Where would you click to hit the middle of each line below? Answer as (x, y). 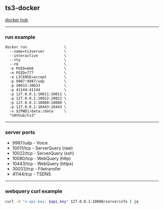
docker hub (17, 20)
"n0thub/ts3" (23, 116)
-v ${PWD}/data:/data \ (38, 111)
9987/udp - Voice (30, 143)
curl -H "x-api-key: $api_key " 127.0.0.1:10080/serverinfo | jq (72, 201)
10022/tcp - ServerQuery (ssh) (43, 153)
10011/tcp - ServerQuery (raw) (42, 148)
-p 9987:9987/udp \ (38, 82)
